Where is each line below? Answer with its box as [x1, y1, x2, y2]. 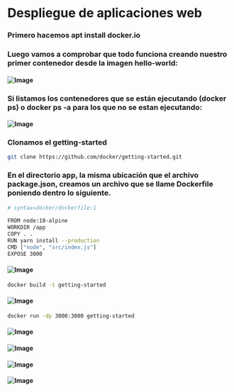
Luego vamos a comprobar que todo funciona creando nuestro [7, 50, 228, 60]
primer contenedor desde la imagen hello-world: [7, 58, 179, 68]
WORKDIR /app [7, 224, 46, 231]
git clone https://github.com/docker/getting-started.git [7, 154, 182, 161]
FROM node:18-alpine [7, 218, 69, 225]
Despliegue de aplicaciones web [7, 5, 202, 21]
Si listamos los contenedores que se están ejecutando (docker [7, 94, 227, 103]
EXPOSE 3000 [7, 250, 43, 257]
